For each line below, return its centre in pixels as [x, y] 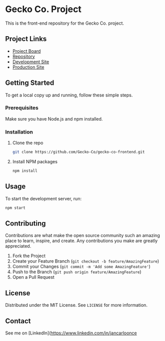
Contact [18, 321]
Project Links [26, 39]
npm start [15, 208]
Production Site [28, 67]
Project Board [26, 51]
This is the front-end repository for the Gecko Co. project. [64, 23]
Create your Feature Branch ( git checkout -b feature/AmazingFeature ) [86, 261]
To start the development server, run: [43, 198]
